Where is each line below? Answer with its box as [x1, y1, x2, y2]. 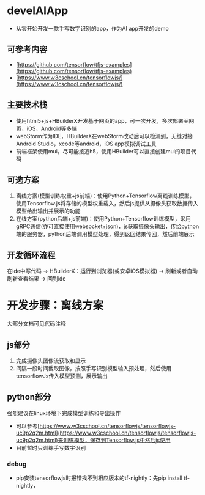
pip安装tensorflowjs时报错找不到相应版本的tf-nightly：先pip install [15, 474, 183, 482]
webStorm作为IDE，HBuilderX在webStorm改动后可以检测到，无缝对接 [15, 132, 193, 139]
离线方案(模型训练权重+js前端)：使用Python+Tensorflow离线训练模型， [15, 192, 195, 199]
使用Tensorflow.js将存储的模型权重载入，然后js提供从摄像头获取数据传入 [15, 200, 199, 207]
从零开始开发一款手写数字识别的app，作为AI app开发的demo [15, 24, 169, 32]
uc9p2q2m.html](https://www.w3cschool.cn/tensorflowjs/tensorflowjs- [15, 429, 196, 436]
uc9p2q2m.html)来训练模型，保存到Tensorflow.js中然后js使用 [15, 436, 171, 444]
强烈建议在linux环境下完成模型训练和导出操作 [7, 409, 121, 416]
